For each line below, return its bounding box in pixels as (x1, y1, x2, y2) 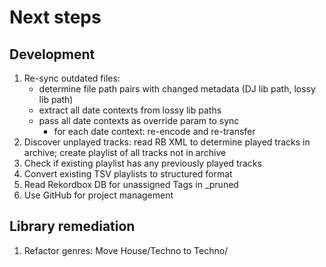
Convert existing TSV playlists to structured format (23, 168, 233, 180)
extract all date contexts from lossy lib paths (38, 104, 222, 116)
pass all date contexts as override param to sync (38, 115, 240, 126)
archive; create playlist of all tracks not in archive (23, 147, 227, 158)
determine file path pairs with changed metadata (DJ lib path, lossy (38, 83, 316, 95)
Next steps (9, 6, 102, 29)
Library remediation (9, 218, 136, 235)
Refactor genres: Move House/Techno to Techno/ (23, 244, 229, 256)
